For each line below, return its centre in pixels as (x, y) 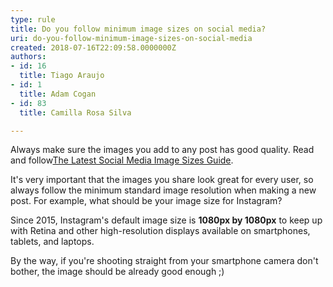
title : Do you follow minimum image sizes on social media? (138, 29)
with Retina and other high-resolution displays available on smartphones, (160, 231)
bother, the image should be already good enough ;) (117, 272)
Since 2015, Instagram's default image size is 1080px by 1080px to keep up (166, 220)
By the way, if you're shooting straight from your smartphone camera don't (164, 261)
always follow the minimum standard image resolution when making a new (163, 190)
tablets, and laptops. (52, 242)
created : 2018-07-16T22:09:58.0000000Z (93, 47)
